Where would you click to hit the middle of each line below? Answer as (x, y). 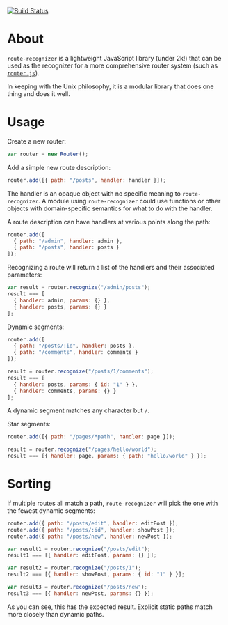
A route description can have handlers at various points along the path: (109, 222)
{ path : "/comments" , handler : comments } (76, 353)
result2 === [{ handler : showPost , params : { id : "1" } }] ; (96, 575)
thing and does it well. (39, 93)
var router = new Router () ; (48, 154)
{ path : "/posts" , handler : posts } (66, 247)
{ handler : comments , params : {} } (65, 391)
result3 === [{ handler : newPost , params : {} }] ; (81, 593)
